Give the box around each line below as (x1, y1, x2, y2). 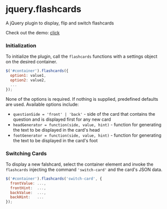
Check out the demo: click (5, 29, 60, 35)
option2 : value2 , (10, 77, 46, 83)
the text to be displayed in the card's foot (12, 137, 98, 143)
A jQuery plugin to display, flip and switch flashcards (5, 20, 114, 26)
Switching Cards (5, 150, 47, 157)
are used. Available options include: (5, 101, 79, 107)
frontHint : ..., (10, 186, 46, 191)
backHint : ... (10, 195, 44, 200)
